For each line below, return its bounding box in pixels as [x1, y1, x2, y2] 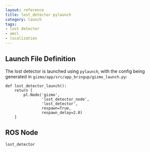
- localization [5, 36, 37, 41]
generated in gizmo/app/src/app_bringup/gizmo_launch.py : [5, 73, 128, 79]
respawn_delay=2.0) [41, 110, 83, 115]
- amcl [5, 31, 19, 36]
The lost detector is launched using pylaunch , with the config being [5, 68, 145, 74]
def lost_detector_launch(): [5, 83, 67, 88]
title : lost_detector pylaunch [5, 12, 71, 17]
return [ [14, 87, 33, 93]
